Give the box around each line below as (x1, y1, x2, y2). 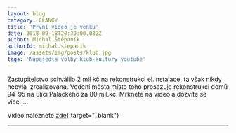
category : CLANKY (7, 17, 58, 24)
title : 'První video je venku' (7, 23, 99, 30)
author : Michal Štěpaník (7, 36, 80, 43)
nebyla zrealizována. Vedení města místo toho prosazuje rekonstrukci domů (7, 82, 228, 91)
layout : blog (7, 10, 46, 17)
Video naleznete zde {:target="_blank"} (7, 111, 119, 119)
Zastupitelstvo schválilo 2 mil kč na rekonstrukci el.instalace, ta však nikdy (7, 75, 223, 83)
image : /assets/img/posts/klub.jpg (7, 50, 112, 57)
